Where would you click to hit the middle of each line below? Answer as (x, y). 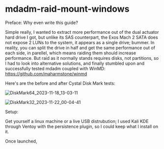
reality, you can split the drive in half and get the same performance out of (80, 48)
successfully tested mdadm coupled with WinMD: (55, 68)
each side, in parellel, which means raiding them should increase (71, 53)
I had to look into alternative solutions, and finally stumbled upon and (75, 63)
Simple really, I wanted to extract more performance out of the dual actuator (82, 32)
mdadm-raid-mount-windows (67, 9)
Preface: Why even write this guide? (42, 23)
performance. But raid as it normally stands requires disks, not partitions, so (82, 58)
